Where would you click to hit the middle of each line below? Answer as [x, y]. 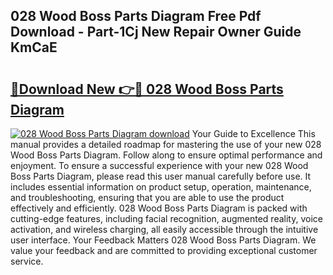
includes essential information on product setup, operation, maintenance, [161, 187]
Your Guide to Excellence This [253, 133]
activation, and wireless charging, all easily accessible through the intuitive [164, 229]
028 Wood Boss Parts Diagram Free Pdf [136, 16]
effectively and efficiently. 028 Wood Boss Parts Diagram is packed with [159, 208]
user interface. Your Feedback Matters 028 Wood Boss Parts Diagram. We [163, 240]
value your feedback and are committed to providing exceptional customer [164, 250]
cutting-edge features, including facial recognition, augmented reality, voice [166, 218]
